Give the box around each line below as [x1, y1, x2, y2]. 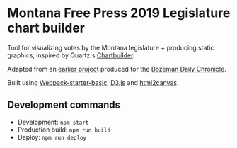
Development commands [7, 99, 121, 111]
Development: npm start [17, 118, 89, 126]
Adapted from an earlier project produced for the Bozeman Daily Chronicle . [7, 64, 226, 73]
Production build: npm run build [17, 125, 111, 134]
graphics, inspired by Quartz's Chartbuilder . [7, 51, 135, 59]
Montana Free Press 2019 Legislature [7, 5, 231, 21]
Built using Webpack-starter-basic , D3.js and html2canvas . [7, 78, 179, 86]
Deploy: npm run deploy [17, 132, 87, 141]
